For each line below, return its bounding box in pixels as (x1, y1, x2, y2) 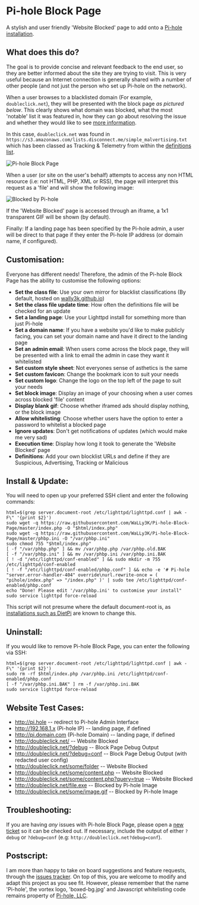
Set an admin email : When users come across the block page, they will (14, 345, 189, 352)
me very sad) (14, 433, 48, 441)
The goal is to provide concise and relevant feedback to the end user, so (6, 63, 184, 70)
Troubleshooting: (6, 805, 72, 815)
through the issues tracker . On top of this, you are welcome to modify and (6, 873, 187, 880)
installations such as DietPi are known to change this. (6, 609, 137, 617)
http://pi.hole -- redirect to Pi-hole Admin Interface (14, 718, 139, 725)
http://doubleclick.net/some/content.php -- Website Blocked (14, 769, 163, 776)
